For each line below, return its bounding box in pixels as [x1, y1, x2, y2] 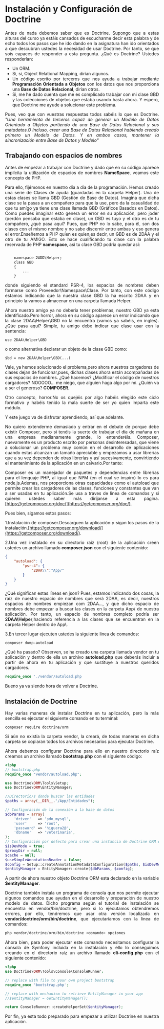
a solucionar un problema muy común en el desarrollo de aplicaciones [5, 445, 159, 450]
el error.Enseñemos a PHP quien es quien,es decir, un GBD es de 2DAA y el [5, 231, 159, 237]
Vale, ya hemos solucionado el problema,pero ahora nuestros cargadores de [5, 364, 159, 370]
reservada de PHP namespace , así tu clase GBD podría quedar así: [5, 241, 140, 247]
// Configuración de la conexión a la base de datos [5, 807, 115, 812]
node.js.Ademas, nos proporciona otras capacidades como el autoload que [5, 480, 159, 486]
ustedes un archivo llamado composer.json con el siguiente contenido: [5, 545, 148, 551]
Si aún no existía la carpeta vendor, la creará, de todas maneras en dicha [5, 733, 159, 739]
